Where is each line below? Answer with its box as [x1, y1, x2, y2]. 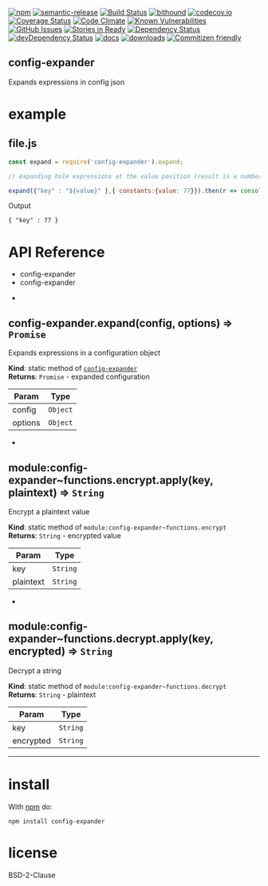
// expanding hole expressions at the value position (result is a [8, 172, 238, 180]
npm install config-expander [8, 817, 105, 825]
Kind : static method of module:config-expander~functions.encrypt [8, 522, 227, 532]
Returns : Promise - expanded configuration [8, 372, 150, 382]
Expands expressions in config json [8, 77, 125, 87]
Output [8, 201, 31, 211]
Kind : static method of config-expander [8, 364, 138, 373]
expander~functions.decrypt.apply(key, [8, 632, 214, 646]
